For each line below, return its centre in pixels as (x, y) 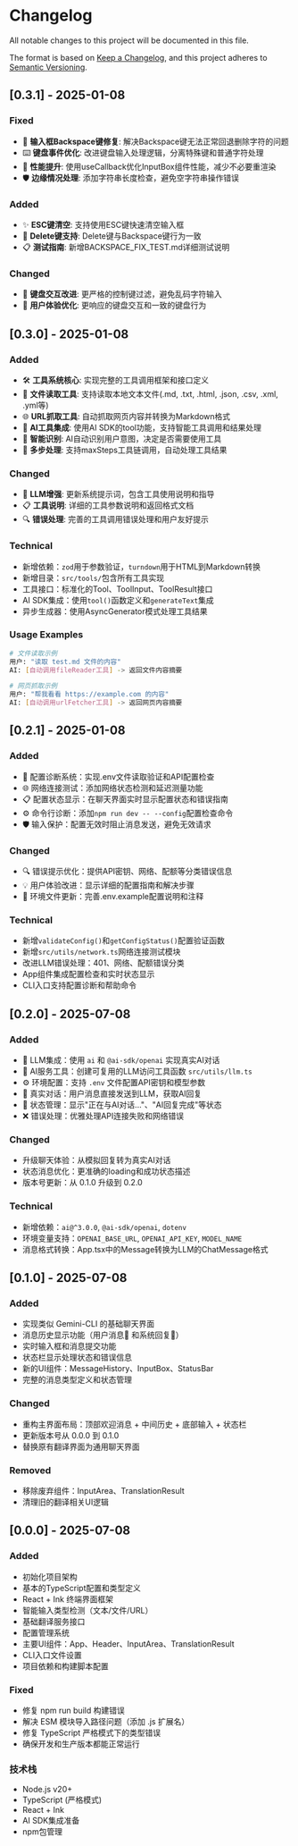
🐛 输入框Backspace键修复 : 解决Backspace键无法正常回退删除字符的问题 (155, 141)
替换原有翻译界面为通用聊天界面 (81, 1446)
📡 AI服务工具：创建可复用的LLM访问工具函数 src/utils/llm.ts (137, 1071)
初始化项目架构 (50, 1576)
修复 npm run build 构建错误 (73, 1710)
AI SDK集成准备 (51, 1821)
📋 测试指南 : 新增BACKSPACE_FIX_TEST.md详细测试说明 (126, 247)
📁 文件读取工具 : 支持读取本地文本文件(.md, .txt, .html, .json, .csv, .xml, (150, 393)
